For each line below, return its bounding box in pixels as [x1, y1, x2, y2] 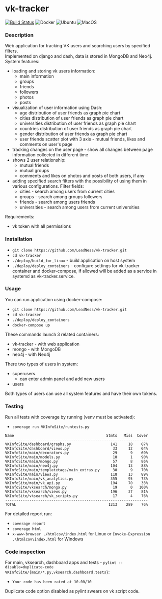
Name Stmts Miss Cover [5, 433, 148, 438]
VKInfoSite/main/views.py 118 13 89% [5, 472, 148, 477]
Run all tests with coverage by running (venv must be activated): [5, 414, 135, 420]
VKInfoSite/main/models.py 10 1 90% [5, 455, 148, 460]
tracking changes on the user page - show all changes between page [12, 146, 153, 153]
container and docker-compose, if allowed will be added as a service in [12, 268, 157, 274]
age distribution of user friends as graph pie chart [19, 110, 121, 116]
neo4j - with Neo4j [12, 351, 51, 357]
